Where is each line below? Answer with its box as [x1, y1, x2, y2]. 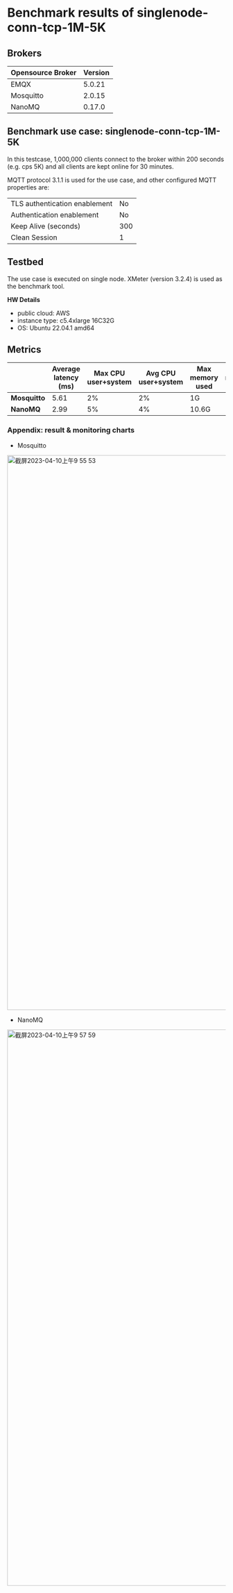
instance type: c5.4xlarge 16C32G [17, 316, 115, 324]
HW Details [7, 295, 40, 303]
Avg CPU [146, 369, 176, 378]
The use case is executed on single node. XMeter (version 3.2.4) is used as [7, 274, 223, 283]
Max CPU [93, 369, 126, 378]
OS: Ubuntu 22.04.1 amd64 [17, 323, 95, 332]
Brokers [7, 47, 42, 59]
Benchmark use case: [7, 126, 103, 137]
